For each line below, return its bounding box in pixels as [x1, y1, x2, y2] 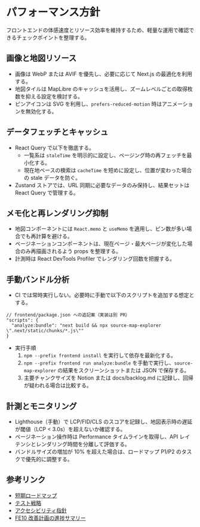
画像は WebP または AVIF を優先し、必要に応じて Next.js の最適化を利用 [14, 70, 193, 77]
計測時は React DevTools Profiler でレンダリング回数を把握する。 [14, 255, 175, 263]
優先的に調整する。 [25, 456, 73, 462]
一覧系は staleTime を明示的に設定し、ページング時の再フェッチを [23, 151, 187, 159]
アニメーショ [162, 100, 193, 107]
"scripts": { [6, 317, 39, 324]
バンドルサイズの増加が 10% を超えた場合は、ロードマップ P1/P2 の [14, 448, 182, 455]
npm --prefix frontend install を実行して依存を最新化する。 [23, 352, 176, 359]
